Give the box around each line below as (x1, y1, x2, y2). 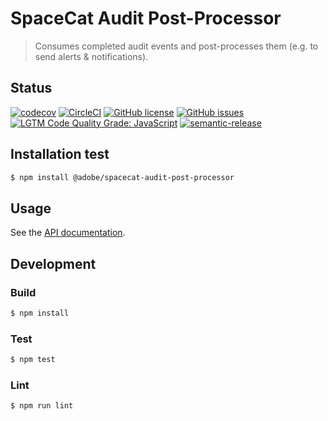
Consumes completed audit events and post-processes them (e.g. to (34, 40, 319, 52)
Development (10, 255, 97, 272)
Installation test (10, 146, 110, 163)
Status (10, 80, 53, 97)
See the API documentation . (10, 227, 126, 239)
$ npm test (10, 355, 56, 365)
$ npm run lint (10, 401, 74, 411)
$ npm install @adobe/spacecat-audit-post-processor (10, 172, 235, 182)
